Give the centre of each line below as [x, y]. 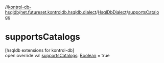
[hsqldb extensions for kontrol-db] [40, 50]
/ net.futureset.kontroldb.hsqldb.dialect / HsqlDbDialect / [73, 12]
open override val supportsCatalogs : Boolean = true [58, 55]
